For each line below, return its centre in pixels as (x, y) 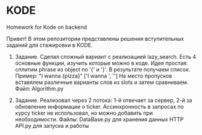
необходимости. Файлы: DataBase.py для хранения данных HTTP (99, 119)
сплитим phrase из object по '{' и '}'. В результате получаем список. (103, 69)
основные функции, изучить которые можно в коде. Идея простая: (101, 63)
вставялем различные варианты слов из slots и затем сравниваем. (102, 82)
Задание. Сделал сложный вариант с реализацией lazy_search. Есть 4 (106, 56)
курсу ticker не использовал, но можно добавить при (84, 113)
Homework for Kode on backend (47, 27)
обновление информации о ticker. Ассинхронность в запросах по (99, 106)
